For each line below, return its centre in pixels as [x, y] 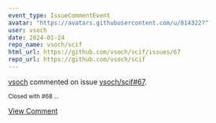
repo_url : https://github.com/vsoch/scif [77, 60]
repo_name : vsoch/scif [45, 45]
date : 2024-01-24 [37, 37]
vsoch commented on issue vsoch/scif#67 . [78, 82]
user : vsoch [27, 30]
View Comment [33, 110]
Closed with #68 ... [34, 96]
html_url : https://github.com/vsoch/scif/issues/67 [94, 52]
